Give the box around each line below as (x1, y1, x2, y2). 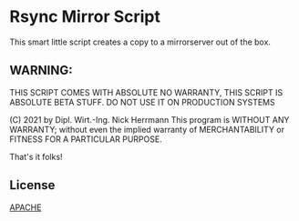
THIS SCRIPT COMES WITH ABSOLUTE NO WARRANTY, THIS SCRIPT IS (9, 86, 284, 97)
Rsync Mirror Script (9, 6, 161, 27)
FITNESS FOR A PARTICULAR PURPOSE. (9, 134, 162, 145)
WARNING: (9, 63, 73, 78)
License (9, 177, 56, 193)
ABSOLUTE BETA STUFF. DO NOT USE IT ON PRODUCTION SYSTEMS (9, 96, 275, 107)
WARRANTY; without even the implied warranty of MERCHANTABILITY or (9, 124, 285, 135)
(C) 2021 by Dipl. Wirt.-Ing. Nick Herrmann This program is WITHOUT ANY (9, 114, 290, 125)
